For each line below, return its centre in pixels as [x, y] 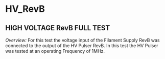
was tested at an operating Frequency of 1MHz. [55, 51]
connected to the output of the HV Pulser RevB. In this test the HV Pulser [82, 46]
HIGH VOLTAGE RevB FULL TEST [58, 28]
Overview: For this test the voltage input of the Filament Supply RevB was [82, 40]
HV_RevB [25, 9]
